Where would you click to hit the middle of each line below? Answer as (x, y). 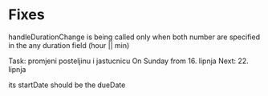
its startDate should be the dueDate (67, 85)
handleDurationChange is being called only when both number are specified (134, 37)
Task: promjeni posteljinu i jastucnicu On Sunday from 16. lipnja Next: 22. (128, 61)
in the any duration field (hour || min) (69, 45)
